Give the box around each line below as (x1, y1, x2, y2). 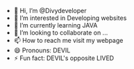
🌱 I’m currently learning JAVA (13, 21, 98, 29)
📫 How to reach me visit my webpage (13, 37, 124, 44)
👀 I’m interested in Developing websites (13, 14, 127, 22)
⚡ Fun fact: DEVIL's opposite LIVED (13, 54, 115, 62)
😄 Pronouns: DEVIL (13, 46, 71, 55)
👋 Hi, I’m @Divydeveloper (13, 7, 87, 14)
